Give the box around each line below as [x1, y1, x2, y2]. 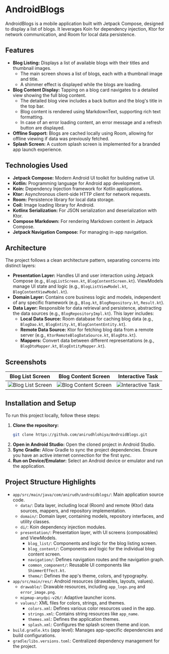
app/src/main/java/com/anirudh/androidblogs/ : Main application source [12, 491, 164, 497]
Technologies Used [5, 161, 68, 170]
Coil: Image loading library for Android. [12, 202, 95, 208]
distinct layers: [5, 263, 36, 269]
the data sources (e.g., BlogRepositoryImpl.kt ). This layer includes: [12, 310, 154, 317]
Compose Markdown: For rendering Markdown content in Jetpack [12, 218, 153, 224]
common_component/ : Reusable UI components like [27, 562, 131, 568]
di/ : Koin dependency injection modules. [20, 524, 106, 530]
